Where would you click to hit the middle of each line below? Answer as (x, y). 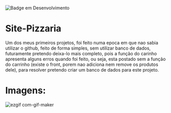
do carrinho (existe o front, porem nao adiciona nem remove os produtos (82, 64)
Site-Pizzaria (33, 29)
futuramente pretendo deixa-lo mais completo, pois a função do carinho (81, 53)
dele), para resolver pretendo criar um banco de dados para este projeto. (82, 70)
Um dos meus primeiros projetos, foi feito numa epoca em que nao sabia (82, 42)
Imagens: (26, 91)
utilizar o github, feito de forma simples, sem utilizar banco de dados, (78, 48)
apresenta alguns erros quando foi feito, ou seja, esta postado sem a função (86, 59)
